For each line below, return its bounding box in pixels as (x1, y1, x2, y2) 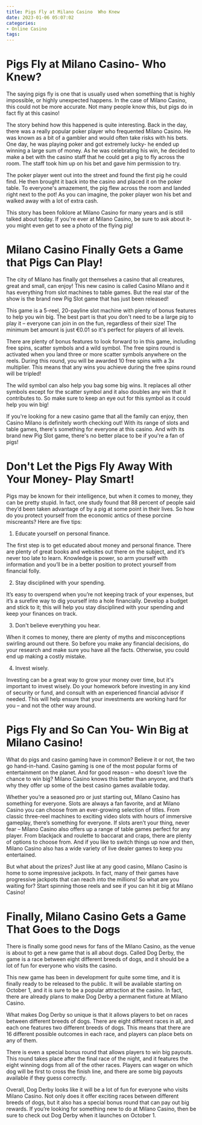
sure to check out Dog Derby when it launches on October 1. (6, 1111, 157, 1119)
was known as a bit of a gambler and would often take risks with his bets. (6, 134, 188, 142)
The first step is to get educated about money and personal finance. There (6, 541, 192, 549)
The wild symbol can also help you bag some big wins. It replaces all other (6, 382, 192, 389)
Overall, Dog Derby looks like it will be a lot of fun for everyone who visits (6, 1086, 188, 1093)
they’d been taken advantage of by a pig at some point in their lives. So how (6, 505, 195, 512)
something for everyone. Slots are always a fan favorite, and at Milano (6, 800, 180, 807)
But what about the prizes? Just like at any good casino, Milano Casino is (6, 862, 188, 870)
